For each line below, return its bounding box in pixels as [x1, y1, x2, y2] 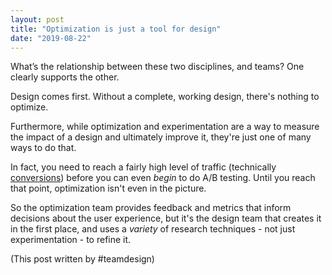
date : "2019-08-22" [10, 33, 92, 43]
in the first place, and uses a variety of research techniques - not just [10, 223, 296, 235]
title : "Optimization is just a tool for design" [10, 24, 222, 34]
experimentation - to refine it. [10, 234, 132, 246]
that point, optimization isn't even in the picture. [10, 182, 207, 195]
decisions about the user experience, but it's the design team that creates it [10, 212, 322, 225]
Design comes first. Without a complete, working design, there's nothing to [10, 91, 320, 103]
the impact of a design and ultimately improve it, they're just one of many [10, 131, 312, 143]
